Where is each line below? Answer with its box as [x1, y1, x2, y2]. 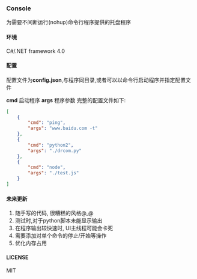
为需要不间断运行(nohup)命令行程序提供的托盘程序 [6, 19, 132, 26]
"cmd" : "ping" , [28, 120, 66, 126]
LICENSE [6, 254, 29, 261]
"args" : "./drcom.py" [28, 147, 82, 154]
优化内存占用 [14, 239, 47, 247]
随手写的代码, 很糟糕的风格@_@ [14, 209, 94, 217]
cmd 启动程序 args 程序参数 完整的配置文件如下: [6, 96, 126, 103]
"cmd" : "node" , [28, 164, 66, 171]
